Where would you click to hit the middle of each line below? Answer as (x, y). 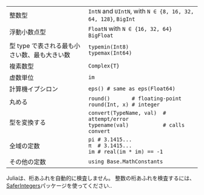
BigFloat (101, 36)
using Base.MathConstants (126, 161)
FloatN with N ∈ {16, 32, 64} (130, 29)
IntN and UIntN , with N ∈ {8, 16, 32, (141, 11)
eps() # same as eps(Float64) (132, 88)
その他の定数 (28, 162)
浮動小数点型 (28, 32)
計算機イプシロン (34, 89)
